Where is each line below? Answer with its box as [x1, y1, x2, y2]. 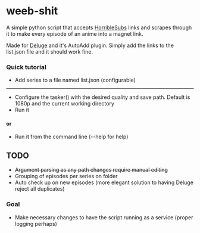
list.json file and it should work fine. [6, 48, 93, 55]
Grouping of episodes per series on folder [14, 173, 118, 180]
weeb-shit [6, 4, 58, 18]
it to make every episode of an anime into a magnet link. [6, 30, 143, 37]
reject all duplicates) [14, 185, 65, 192]
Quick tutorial [6, 63, 46, 71]
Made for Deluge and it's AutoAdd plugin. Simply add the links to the [6, 42, 174, 49]
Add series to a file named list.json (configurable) [14, 76, 136, 84]
